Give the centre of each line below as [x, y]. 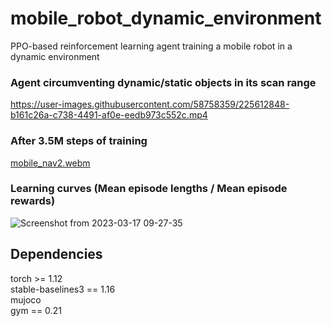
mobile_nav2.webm [50, 163]
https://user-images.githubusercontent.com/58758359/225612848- [150, 104]
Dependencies [56, 254]
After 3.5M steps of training [79, 141]
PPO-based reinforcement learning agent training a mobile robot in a [151, 46]
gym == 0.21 [36, 310]
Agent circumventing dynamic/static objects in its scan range [163, 82]
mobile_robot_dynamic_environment [166, 18]
